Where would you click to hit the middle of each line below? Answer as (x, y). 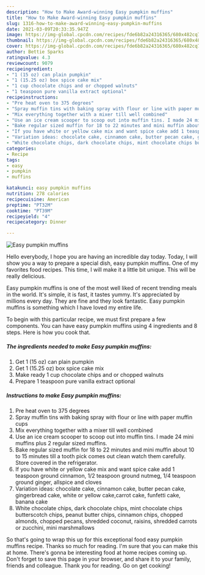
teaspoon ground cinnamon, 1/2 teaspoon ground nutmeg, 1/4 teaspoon (106, 476)
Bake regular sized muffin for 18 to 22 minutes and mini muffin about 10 (105, 450)
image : (15, 35)
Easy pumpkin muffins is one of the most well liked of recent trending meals (102, 288)
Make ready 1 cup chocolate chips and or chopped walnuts (89, 375)
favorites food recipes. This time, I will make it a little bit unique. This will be (101, 270)
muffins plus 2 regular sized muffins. (61, 443)
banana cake (31, 502)
